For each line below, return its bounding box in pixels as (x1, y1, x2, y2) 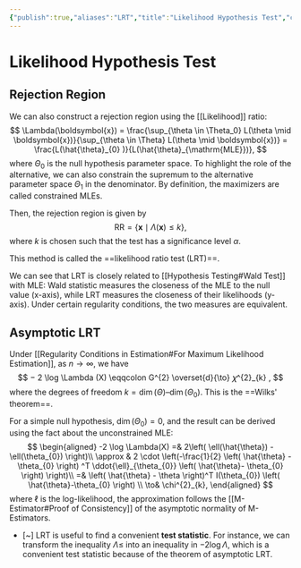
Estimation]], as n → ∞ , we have (9, 359, 129, 369)
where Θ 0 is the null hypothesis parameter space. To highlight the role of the (9, 157, 292, 171)
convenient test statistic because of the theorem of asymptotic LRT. (21, 548, 273, 559)
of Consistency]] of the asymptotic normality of (71, 503, 246, 513)
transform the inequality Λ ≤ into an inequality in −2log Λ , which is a (21, 538, 270, 550)
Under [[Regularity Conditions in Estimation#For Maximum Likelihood (9, 349, 264, 360)
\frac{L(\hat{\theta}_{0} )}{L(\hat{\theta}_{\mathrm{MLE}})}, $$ (34, 144, 267, 155)
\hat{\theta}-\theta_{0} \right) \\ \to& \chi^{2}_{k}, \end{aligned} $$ (28, 479, 273, 490)
